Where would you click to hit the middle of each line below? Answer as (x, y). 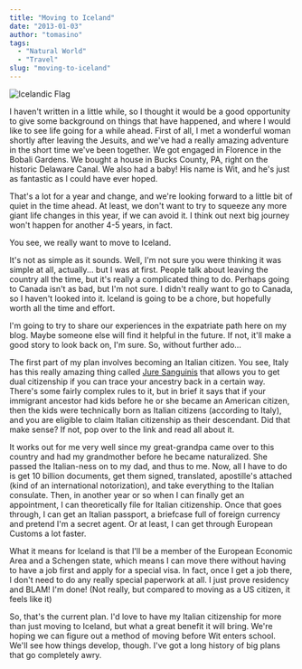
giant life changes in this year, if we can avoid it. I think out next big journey (150, 215)
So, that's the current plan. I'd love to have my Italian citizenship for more (146, 617)
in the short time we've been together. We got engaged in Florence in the (146, 149)
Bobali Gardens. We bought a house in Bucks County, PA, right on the (139, 159)
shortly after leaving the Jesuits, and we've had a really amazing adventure (149, 140)
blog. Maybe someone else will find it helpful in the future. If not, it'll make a (151, 334)
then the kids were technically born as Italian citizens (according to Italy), (146, 410)
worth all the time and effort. (62, 307)
